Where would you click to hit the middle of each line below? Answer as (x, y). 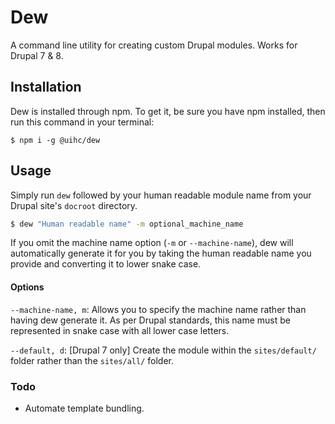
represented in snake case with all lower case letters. (120, 330)
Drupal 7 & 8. (37, 55)
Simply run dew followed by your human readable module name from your (161, 195)
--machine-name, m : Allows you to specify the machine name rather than (158, 309)
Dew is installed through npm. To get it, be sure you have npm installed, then (168, 111)
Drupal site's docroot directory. (74, 205)
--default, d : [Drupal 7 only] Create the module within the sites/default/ (163, 350)
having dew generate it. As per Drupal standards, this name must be (150, 320)
